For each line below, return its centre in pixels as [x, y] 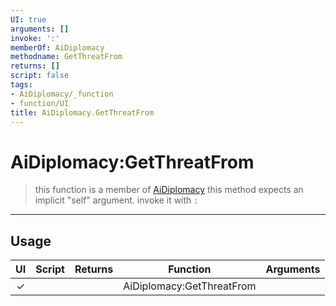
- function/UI [40, 103]
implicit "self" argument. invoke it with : [116, 200]
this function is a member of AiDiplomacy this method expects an [169, 190]
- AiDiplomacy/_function [62, 94]
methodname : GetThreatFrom [66, 57]
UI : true [28, 19]
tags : [21, 85]
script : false [40, 76]
